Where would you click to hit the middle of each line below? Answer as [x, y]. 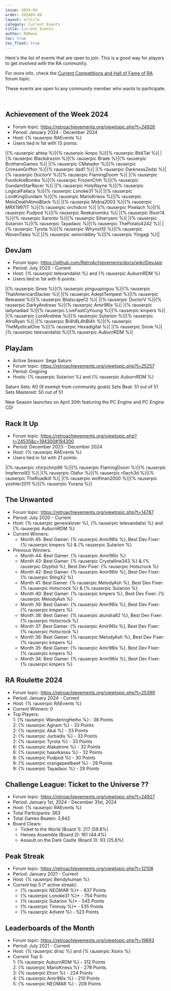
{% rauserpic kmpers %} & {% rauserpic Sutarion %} [76, 545]
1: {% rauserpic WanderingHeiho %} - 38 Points [63, 719]
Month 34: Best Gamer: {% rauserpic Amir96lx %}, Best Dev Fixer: [90, 658]
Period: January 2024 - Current [46, 698]
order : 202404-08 [24, 15]
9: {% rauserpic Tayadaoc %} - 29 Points [56, 768]
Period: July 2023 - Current [42, 268]
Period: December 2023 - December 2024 [57, 447]
